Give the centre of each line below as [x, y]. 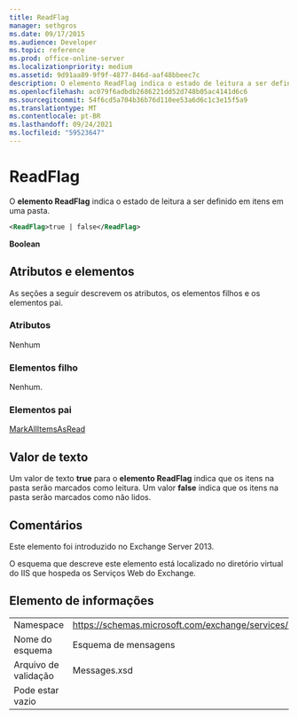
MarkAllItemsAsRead [47, 429]
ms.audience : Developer [53, 42]
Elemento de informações [82, 601]
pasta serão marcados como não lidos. [80, 497]
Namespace [39, 624]
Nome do [33, 639]
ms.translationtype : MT [53, 108]
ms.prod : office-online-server [67, 59]
